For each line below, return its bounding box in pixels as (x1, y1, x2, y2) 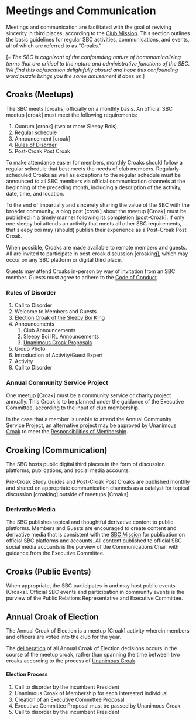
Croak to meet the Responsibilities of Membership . (6, 428, 128, 435)
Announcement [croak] (14, 135, 71, 142)
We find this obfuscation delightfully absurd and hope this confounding (6, 66, 178, 73)
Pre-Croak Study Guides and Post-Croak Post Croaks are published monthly (6, 479, 190, 486)
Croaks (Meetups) (6, 90, 74, 100)
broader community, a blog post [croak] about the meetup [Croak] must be (6, 207, 187, 214)
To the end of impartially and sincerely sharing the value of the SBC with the (6, 201, 190, 209)
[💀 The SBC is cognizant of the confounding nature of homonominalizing (6, 53, 181, 60)
